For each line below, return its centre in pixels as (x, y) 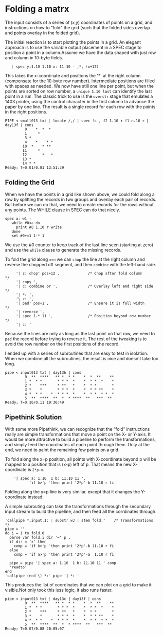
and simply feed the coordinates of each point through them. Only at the (77, 444)
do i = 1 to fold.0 (25, 533)
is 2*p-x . (36, 469)
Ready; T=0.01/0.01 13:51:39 (35, 167)
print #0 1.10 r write (39, 227)
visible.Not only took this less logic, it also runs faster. (59, 590)
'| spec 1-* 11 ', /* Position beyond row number (83, 316)
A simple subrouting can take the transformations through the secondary (78, 506)
